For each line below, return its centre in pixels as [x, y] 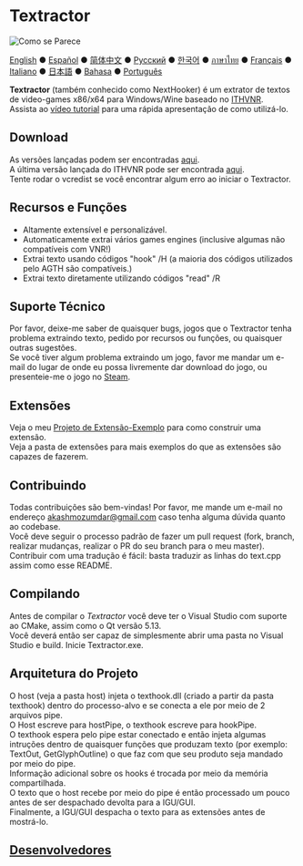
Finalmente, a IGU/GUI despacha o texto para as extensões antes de [137, 811]
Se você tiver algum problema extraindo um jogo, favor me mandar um [142, 357]
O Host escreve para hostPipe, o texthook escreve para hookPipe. [133, 725]
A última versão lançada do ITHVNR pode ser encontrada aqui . [127, 169]
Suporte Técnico [58, 306]
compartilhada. [38, 783]
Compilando [45, 594]
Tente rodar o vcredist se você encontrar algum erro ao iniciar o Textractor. [150, 179]
